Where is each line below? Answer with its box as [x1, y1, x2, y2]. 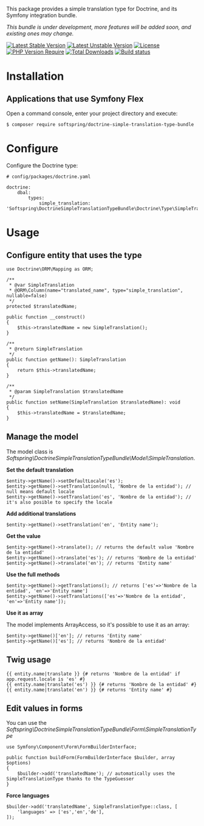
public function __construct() [6, 313, 86, 320]
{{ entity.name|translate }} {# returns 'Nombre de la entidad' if [6, 671, 181, 677]
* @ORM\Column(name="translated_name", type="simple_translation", [8, 287, 183, 293]
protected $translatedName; [6, 303, 78, 309]
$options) [6, 760, 32, 766]
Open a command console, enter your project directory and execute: [6, 110, 178, 117]
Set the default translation [6, 466, 74, 474]
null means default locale [6, 488, 75, 495]
